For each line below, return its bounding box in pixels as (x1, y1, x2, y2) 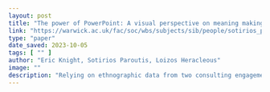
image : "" (8, 64, 42, 72)
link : (8, 26, 27, 34)
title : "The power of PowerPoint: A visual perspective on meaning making (8, 19, 264, 27)
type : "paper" (8, 34, 56, 42)
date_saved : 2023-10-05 (8, 42, 88, 50)
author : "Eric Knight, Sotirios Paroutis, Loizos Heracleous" (8, 57, 221, 65)
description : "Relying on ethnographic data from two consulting (8, 71, 231, 79)
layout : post (8, 11, 52, 20)
